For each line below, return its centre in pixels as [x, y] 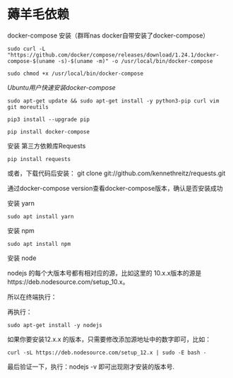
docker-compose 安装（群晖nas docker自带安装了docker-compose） [108, 35]
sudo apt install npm [39, 244]
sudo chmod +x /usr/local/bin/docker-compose [75, 73]
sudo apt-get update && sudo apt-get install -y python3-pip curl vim [113, 101]
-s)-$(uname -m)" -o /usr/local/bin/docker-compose [135, 61]
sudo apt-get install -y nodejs [55, 325]
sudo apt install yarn [41, 216]
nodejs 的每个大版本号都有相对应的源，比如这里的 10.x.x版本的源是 [104, 273]
